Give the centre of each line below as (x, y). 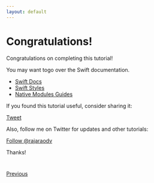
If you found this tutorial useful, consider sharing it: (69, 106)
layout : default (26, 12)
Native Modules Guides (44, 94)
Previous (17, 173)
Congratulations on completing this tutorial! (60, 58)
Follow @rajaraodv (29, 140)
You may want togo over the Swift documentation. (68, 70)
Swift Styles (30, 88)
